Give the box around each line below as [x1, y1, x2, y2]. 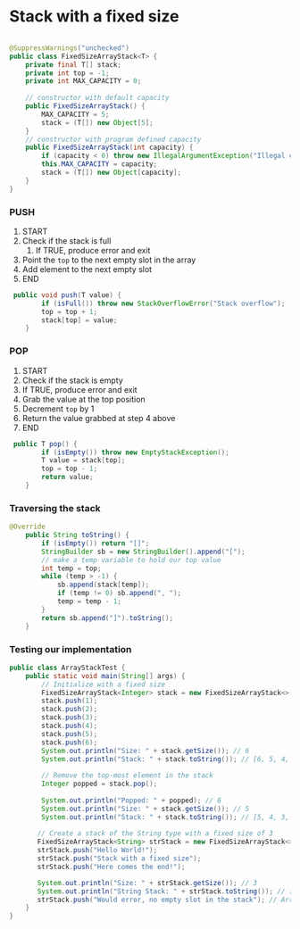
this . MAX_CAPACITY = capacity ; [41, 160, 158, 169]
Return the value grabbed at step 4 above [21, 412, 176, 423]
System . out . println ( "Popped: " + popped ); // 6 [41, 796, 221, 805]
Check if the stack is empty [21, 375, 123, 386]
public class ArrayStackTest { [9, 663, 126, 672]
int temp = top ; [41, 564, 102, 573]
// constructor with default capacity [25, 94, 170, 103]
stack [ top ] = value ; [41, 315, 118, 325]
